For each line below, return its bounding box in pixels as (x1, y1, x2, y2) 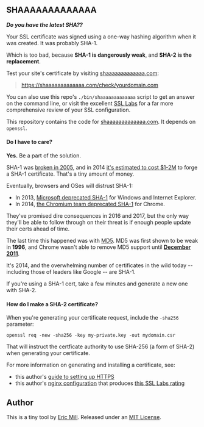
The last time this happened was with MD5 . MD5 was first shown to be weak (6, 237, 199, 245)
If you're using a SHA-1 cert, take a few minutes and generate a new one (6, 280, 188, 287)
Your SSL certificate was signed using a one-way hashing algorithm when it (6, 33, 196, 40)
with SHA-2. (6, 287, 37, 294)
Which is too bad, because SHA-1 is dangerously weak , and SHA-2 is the (6, 51, 192, 59)
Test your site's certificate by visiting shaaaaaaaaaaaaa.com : (6, 70, 160, 77)
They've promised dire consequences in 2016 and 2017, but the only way (6, 212, 189, 220)
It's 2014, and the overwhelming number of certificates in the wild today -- (6, 262, 193, 269)
